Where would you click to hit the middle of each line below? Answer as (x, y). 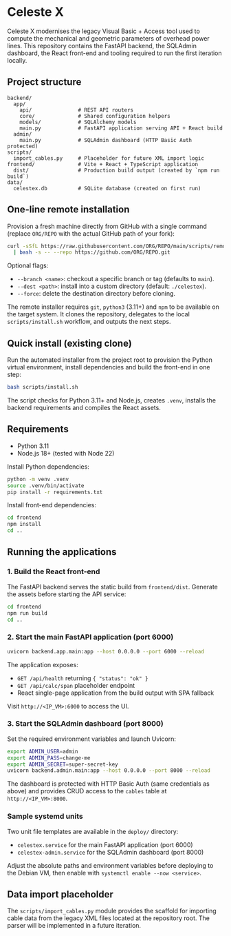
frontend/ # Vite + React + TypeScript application (102, 164)
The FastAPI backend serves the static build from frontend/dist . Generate (113, 587)
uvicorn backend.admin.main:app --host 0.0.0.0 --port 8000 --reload (109, 771)
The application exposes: (43, 664)
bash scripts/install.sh (43, 387)
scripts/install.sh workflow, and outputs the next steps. (89, 322)
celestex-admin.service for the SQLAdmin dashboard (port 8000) (110, 852)
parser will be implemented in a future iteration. (74, 926)
